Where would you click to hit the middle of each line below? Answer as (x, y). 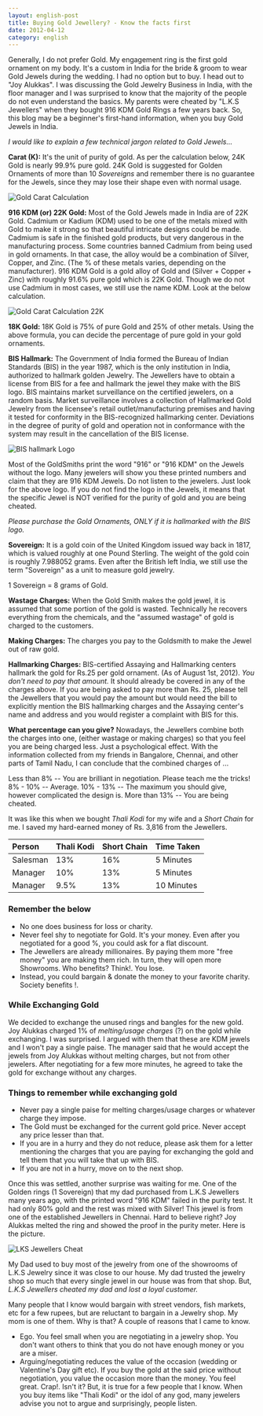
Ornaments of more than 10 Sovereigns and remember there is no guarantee (131, 174)
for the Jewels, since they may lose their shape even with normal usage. (125, 183)
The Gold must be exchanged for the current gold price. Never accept (132, 1127)
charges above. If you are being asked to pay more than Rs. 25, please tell (128, 690)
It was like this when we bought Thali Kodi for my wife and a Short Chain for (131, 819)
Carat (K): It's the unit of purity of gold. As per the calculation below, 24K (127, 157)
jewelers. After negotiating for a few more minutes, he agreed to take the (126, 1064)
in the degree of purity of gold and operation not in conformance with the (127, 426)
